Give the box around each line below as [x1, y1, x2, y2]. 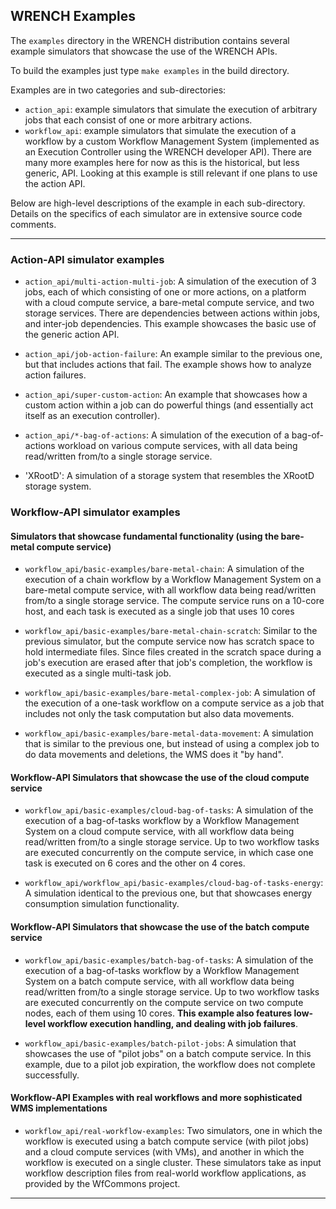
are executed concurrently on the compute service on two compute [24, 996, 304, 1008]
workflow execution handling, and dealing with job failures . [47, 1017, 299, 1029]
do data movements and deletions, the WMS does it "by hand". [24, 749, 284, 761]
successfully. [24, 1069, 80, 1081]
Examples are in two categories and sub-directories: [10, 84, 227, 96]
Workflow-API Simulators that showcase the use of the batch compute [10, 921, 310, 933]
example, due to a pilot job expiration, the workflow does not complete [24, 1058, 316, 1070]
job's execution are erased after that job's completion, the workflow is [24, 657, 313, 669]
